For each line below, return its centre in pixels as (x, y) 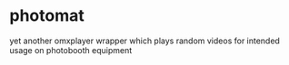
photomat (47, 16)
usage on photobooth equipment (71, 50)
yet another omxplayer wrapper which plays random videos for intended (144, 41)
